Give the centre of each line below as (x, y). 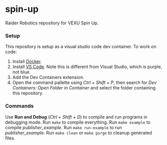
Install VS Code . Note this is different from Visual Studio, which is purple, (87, 67)
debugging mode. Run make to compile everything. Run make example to (78, 122)
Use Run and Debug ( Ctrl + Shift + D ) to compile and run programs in (77, 117)
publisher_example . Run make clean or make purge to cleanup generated (79, 133)
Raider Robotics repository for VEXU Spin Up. (52, 23)
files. (10, 138)
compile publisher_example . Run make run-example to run (64, 127)
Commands (19, 106)
